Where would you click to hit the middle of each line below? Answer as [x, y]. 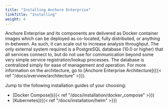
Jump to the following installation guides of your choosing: [66, 85]
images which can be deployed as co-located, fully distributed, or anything [83, 38]
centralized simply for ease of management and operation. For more [76, 65]
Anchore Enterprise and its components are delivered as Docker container [82, 33]
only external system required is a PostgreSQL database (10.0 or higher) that [84, 49]
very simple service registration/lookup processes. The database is [75, 60]
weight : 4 [16, 19]
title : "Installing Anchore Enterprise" [48, 10]
